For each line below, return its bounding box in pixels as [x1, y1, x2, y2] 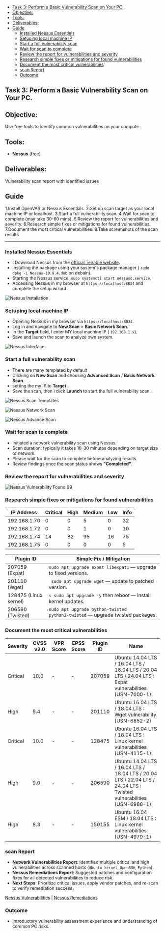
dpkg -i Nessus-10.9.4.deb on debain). [12, 270, 92, 275]
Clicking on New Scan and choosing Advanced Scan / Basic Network [12, 372, 155, 378]
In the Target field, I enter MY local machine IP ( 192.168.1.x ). [12, 329, 137, 335]
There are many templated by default [12, 367, 87, 373]
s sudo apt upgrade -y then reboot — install [49, 592, 151, 599]
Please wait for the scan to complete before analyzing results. [12, 455, 137, 461]
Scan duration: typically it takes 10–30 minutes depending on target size [12, 445, 158, 451]
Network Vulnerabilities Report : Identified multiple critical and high [12, 859, 150, 865]
